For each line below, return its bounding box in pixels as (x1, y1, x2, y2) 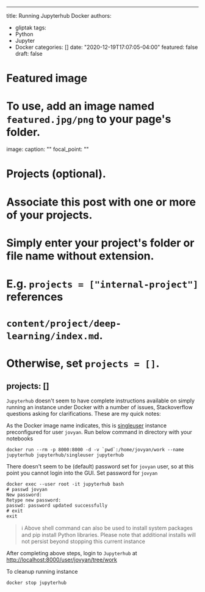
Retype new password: (6, 497, 62, 503)
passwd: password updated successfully (6, 503, 108, 509)
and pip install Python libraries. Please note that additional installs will (21, 531, 196, 539)
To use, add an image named (6, 99, 154, 113)
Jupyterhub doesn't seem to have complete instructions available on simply (6, 397, 195, 404)
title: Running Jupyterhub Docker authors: (6, 12, 112, 19)
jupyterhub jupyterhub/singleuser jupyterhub (6, 452, 124, 459)
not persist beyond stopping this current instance (21, 538, 145, 545)
